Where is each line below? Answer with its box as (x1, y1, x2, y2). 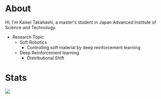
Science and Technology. (5, 24, 56, 30)
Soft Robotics (19, 39, 47, 45)
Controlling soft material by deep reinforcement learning (27, 44, 141, 50)
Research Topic (12, 34, 44, 40)
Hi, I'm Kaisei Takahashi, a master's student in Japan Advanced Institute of (5, 19, 157, 25)
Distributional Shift (27, 55, 65, 61)
